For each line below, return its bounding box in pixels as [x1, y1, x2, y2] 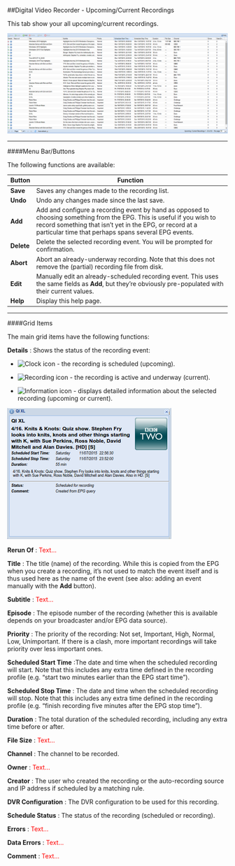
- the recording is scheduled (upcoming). [57, 360, 176, 368]
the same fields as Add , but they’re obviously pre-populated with [36, 279, 224, 288]
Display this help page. [36, 297, 102, 305]
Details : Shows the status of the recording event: [7, 346, 150, 354]
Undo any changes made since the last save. [36, 196, 165, 204]
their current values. [36, 287, 94, 295]
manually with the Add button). [7, 581, 97, 590]
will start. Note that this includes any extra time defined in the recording [7, 665, 213, 674]
